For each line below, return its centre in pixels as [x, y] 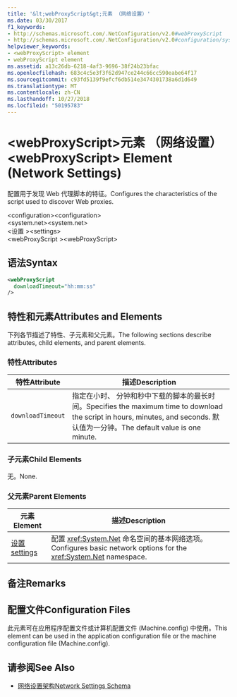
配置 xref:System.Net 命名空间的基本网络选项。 [129, 538]
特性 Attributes [32, 362]
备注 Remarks [37, 584]
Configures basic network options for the [119, 547]
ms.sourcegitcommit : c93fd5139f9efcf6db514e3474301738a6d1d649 [102, 79]
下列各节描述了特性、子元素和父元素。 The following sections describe [109, 335]
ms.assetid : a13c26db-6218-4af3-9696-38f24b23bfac [83, 66]
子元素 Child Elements [45, 459]
